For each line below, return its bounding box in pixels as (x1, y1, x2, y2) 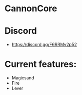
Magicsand (11, 75, 35, 81)
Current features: (4, 59, 77, 70)
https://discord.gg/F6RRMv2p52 (11, 42, 77, 47)
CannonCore (4, 3, 57, 14)
